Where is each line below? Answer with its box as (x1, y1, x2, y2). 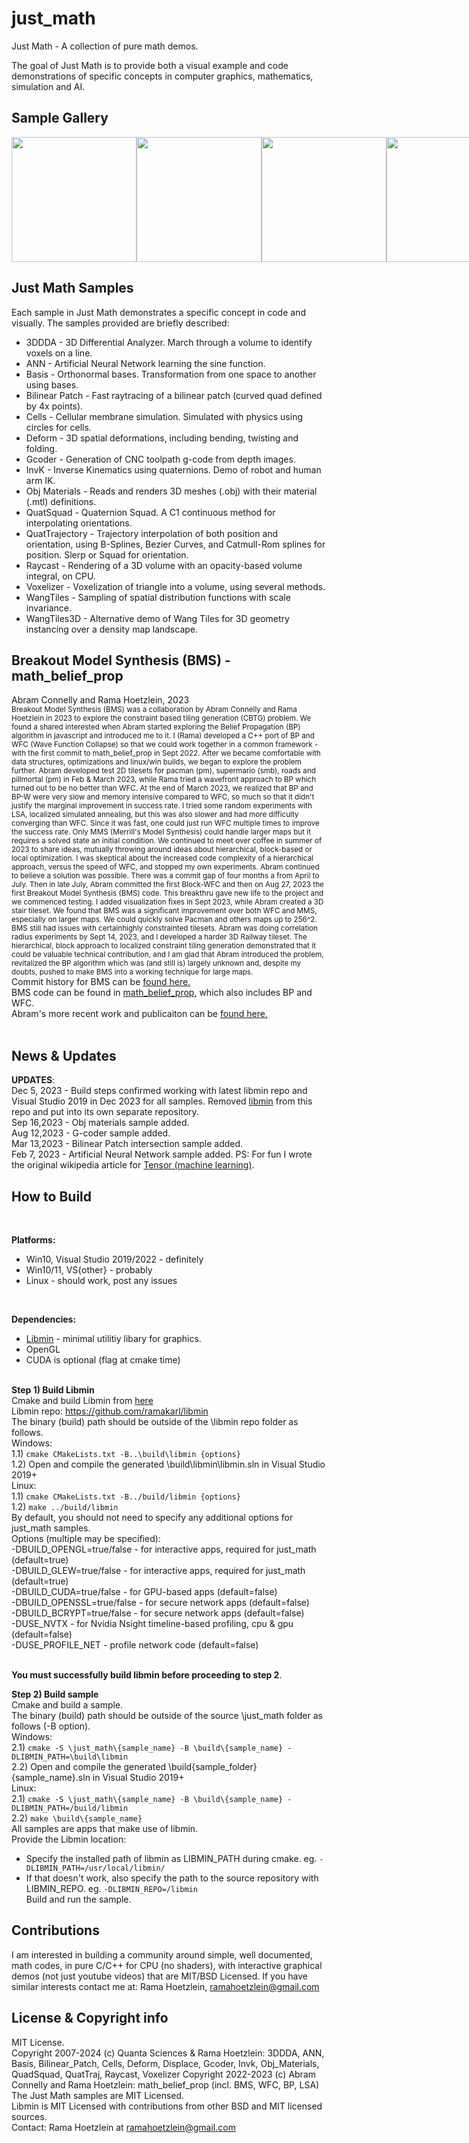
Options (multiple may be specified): (11, 1533, 161, 1544)
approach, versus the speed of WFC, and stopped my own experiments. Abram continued (11, 862, 320, 872)
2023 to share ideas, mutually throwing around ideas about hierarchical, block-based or (11, 845, 313, 855)
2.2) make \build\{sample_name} (11, 1812, 143, 1824)
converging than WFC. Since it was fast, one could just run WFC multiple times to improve (11, 818, 320, 829)
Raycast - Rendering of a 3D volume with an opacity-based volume (25, 559, 303, 571)
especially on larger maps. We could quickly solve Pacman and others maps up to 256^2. (11, 915, 318, 925)
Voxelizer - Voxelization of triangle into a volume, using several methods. (25, 580, 326, 592)
